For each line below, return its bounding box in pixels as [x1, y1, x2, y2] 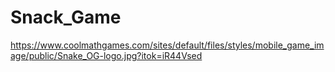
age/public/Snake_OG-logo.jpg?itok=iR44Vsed [10, 49, 203, 61]
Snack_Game [10, 6, 122, 29]
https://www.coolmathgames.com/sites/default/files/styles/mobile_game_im [10, 39, 325, 51]
